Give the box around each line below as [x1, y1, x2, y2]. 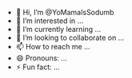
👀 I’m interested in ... [15, 16, 84, 25]
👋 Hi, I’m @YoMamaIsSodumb [15, 8, 114, 17]
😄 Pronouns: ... [15, 53, 68, 63]
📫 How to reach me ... [15, 42, 90, 51]
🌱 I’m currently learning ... [15, 25, 102, 33]
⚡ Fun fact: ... [15, 62, 60, 72]
